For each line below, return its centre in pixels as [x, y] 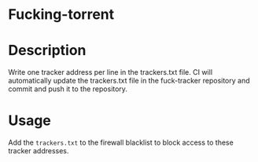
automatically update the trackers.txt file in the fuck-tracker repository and [129, 81]
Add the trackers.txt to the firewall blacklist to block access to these [121, 142]
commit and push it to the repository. [68, 89]
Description [47, 51]
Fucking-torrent [61, 15]
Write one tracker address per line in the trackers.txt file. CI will [111, 72]
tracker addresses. [39, 151]
